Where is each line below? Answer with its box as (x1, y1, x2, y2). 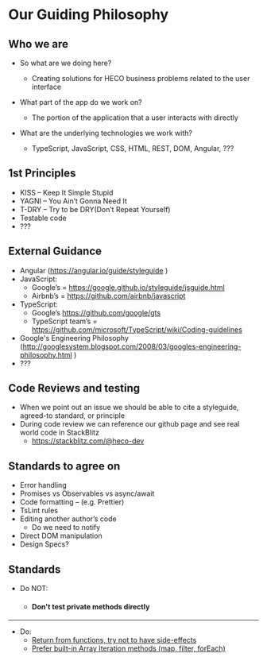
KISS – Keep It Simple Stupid (19, 187, 114, 197)
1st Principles (8, 167, 76, 180)
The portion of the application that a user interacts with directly (31, 113, 238, 122)
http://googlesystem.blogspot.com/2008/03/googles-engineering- (22, 342, 242, 351)
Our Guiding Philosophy (8, 6, 169, 24)
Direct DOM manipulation (19, 531, 103, 541)
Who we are (8, 37, 69, 51)
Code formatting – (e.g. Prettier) (19, 497, 125, 507)
